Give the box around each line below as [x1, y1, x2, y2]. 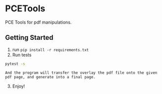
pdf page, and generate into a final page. [5, 74, 96, 79]
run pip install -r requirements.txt [12, 46, 89, 52]
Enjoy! [12, 83, 25, 89]
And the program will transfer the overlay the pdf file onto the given [5, 70, 158, 75]
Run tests [12, 52, 32, 58]
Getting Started [5, 33, 54, 42]
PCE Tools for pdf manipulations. [5, 19, 72, 25]
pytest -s [5, 61, 26, 66]
